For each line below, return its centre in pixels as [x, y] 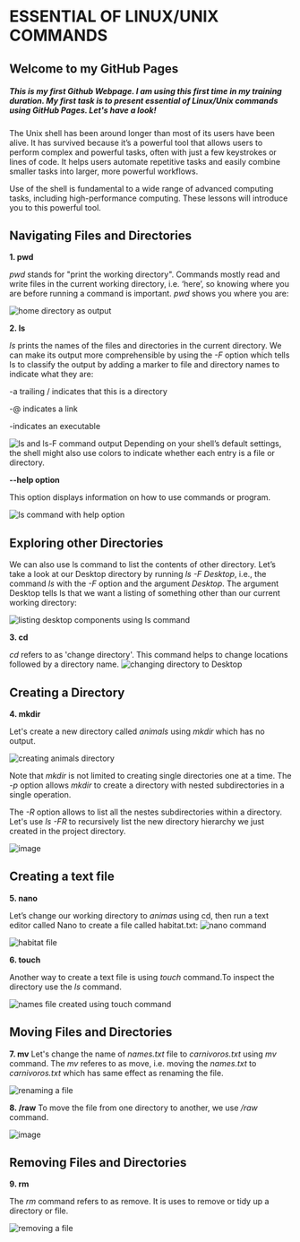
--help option [34, 480]
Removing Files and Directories [98, 1163]
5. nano [24, 898]
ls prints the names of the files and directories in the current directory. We [146, 346]
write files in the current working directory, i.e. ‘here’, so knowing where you [149, 284]
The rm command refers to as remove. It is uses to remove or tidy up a [139, 1202]
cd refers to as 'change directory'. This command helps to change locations [149, 655]
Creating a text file [62, 877]
